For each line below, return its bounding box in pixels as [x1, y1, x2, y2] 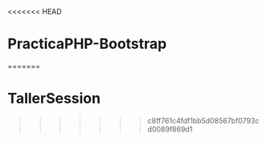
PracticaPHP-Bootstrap [7, 35, 167, 53]
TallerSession [7, 90, 101, 107]
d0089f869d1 [147, 124, 193, 134]
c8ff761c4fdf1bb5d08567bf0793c [147, 115, 260, 125]
